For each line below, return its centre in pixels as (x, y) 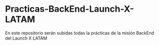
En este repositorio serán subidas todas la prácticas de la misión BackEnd (80, 33)
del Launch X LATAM (26, 38)
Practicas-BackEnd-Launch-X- (69, 9)
